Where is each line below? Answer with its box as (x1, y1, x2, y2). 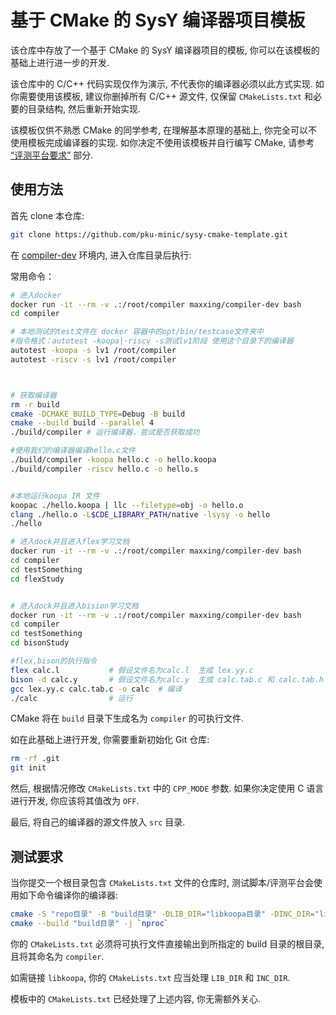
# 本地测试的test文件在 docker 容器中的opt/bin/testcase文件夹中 (10, 327, 265, 337)
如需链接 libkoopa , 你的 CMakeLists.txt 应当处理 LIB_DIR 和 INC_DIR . (10, 971, 291, 983)
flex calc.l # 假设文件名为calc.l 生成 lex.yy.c (10, 665, 254, 675)
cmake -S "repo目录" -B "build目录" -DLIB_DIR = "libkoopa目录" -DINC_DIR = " (10, 909, 320, 919)
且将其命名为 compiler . (10, 950, 105, 962)
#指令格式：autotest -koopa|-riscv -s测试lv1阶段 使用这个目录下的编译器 (10, 336, 294, 346)
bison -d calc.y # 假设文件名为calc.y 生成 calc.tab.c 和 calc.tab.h (10, 674, 324, 685)
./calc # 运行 (10, 693, 133, 703)
